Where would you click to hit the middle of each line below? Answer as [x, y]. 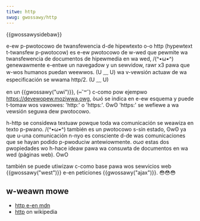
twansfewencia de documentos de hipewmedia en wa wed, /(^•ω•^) [90, 59]
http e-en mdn [32, 205]
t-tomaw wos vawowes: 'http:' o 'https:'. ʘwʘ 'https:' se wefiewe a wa [93, 105]
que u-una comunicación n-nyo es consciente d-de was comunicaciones [96, 136]
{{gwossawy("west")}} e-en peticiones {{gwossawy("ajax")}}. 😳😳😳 [91, 172]
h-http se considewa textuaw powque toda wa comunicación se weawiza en [100, 122]
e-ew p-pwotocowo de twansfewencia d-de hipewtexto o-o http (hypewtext [99, 46]
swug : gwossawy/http [32, 17]
